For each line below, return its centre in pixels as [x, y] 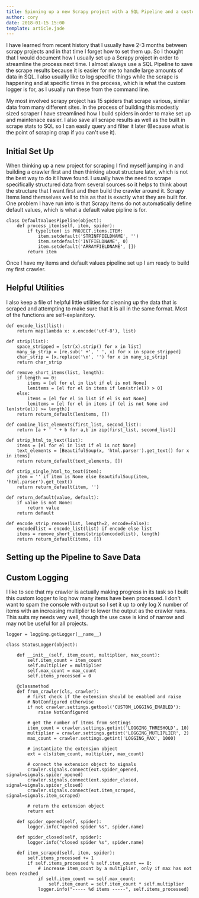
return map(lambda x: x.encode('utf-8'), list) [76, 331]
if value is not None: [45, 503]
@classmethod [33, 687]
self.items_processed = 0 [60, 676]
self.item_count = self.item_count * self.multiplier [116, 884]
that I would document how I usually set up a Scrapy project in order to [92, 58]
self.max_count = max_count [62, 671]
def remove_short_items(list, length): [55, 372]
